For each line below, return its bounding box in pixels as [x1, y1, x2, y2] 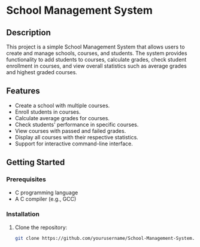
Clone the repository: [14, 224, 68, 231]
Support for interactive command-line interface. [14, 140, 134, 147]
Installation [6, 210, 40, 218]
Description [6, 28, 51, 38]
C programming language [14, 189, 78, 196]
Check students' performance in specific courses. [14, 121, 139, 128]
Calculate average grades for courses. [14, 114, 110, 121]
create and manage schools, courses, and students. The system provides [6, 50, 187, 57]
